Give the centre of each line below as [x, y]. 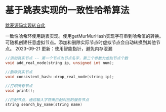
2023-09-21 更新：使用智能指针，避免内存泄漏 [64, 48]
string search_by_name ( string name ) [44, 104]
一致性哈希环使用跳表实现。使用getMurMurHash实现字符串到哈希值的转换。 [85, 36]
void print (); [20, 91]
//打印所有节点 [19, 86]
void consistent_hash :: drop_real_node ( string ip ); [60, 77]
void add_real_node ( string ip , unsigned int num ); [60, 63]
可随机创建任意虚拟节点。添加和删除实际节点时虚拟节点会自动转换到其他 [80, 42]
